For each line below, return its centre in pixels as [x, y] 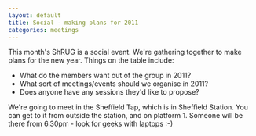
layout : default [35, 15]
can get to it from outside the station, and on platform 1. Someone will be [126, 116]
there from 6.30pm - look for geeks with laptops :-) [91, 124]
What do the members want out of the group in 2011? [105, 76]
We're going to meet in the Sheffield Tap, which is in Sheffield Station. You [128, 107]
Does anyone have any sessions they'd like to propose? [109, 92]
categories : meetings [44, 30]
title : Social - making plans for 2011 [73, 23]
